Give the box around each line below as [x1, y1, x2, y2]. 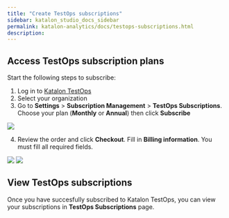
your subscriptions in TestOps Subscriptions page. [7, 202, 155, 211]
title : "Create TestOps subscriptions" [7, 10, 123, 17]
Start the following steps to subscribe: [7, 73, 117, 82]
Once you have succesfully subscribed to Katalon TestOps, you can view [7, 195, 217, 203]
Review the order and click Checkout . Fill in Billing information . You [17, 136, 212, 144]
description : [7, 29, 45, 37]
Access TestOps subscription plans [7, 55, 164, 66]
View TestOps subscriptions [7, 177, 133, 189]
